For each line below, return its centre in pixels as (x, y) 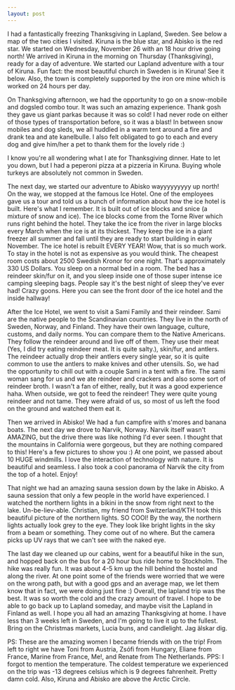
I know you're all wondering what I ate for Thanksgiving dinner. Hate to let (114, 158)
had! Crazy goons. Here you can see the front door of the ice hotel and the (115, 290)
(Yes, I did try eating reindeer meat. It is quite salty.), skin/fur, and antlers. (113, 349)
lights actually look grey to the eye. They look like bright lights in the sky (111, 525)
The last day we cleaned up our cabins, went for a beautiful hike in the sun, (116, 553)
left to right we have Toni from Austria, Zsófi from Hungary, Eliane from (110, 649)
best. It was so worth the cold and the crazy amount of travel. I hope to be (114, 598)
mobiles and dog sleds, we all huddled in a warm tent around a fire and (110, 129)
